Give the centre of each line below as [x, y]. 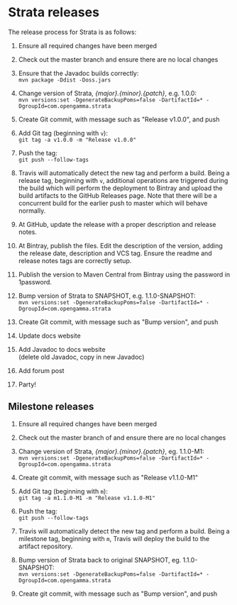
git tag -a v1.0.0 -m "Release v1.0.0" [77, 140]
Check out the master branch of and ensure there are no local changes [122, 438]
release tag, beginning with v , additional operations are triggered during [123, 180]
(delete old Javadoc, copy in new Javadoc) [81, 357]
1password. [35, 282]
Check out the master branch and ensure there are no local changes [118, 59]
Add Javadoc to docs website [62, 349]
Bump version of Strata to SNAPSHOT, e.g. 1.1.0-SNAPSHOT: [107, 296]
